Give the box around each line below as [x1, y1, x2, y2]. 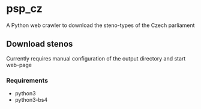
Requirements [6, 76, 49, 84]
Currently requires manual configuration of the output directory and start [6, 54, 186, 62]
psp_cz [6, 2, 43, 16]
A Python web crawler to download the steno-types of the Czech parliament [6, 22, 195, 29]
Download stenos [6, 39, 73, 49]
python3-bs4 [14, 96, 48, 104]
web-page [6, 61, 32, 68]
